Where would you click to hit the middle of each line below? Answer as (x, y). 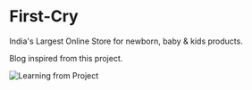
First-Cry (44, 16)
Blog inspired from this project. (66, 58)
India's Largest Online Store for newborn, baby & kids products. (126, 41)
